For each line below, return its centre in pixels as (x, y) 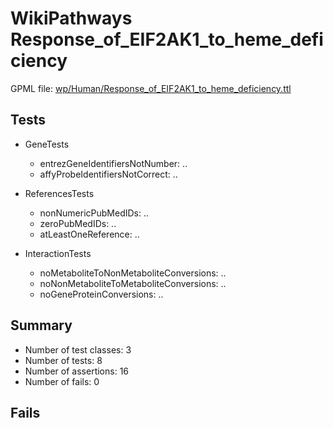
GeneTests (47, 144)
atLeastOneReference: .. (89, 234)
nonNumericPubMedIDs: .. (94, 213)
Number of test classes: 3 (78, 349)
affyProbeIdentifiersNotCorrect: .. (108, 174)
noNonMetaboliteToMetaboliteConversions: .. (133, 283)
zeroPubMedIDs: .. (78, 223)
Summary (41, 325)
